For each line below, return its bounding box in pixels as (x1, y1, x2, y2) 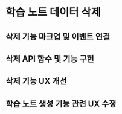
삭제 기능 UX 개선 (5, 76, 67, 86)
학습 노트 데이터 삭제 (5, 5, 101, 19)
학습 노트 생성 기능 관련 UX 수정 (5, 98, 117, 109)
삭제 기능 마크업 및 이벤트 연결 (5, 31, 111, 42)
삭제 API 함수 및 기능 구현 (5, 54, 94, 64)
